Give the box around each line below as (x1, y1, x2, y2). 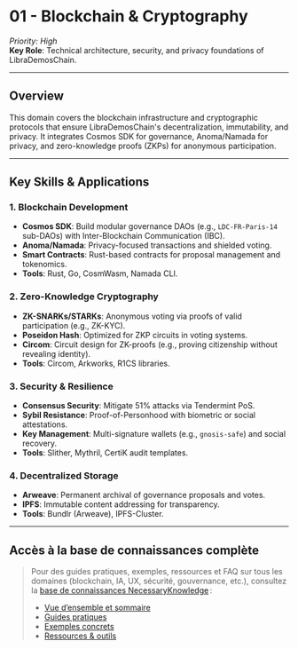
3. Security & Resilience (9, 380, 114, 392)
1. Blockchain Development (9, 202, 129, 214)
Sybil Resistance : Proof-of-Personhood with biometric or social (21, 410, 255, 421)
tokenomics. (21, 259, 67, 270)
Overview (9, 89, 65, 104)
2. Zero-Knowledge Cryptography (9, 290, 160, 303)
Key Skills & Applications (9, 175, 150, 190)
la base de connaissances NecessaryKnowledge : (30, 585, 213, 596)
